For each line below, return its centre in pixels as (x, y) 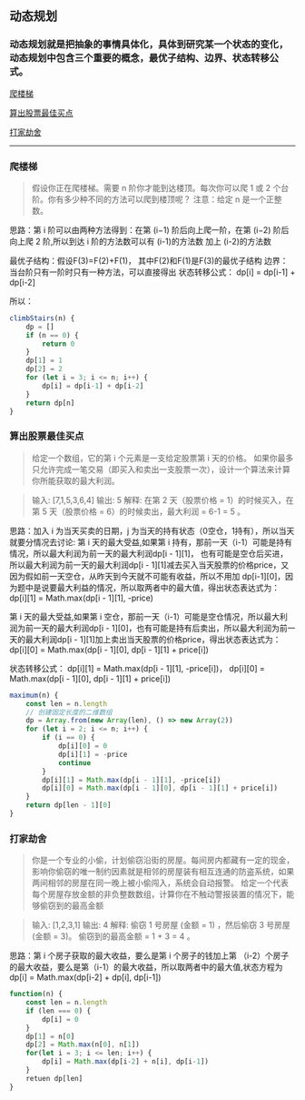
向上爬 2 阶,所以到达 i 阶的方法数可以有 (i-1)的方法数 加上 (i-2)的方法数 (141, 241)
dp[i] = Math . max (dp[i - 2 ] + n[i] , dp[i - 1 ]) (125, 1062)
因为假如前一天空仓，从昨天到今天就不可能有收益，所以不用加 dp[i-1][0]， (148, 576)
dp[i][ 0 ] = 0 (82, 746)
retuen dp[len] (54, 1078)
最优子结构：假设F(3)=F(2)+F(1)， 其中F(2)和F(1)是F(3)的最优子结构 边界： (149, 260)
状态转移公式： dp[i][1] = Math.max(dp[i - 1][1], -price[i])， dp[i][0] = (138, 668)
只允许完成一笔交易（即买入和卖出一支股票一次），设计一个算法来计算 (161, 469)
